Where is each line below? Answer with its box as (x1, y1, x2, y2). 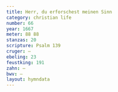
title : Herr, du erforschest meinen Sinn (6, 8, 113, 15)
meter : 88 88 (6, 31, 39, 38)
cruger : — (6, 48, 31, 54)
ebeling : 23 (6, 54, 36, 60)
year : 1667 (6, 25, 34, 32)
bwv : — (6, 71, 23, 77)
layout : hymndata (6, 76, 50, 82)
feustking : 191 (6, 59, 45, 65)
